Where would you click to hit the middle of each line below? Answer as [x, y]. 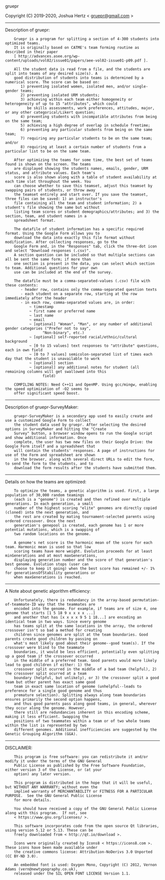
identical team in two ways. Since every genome [56, 622]
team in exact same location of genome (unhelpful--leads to [78, 686]
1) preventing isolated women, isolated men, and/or [76, 86]
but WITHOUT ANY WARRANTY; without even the [51, 787]
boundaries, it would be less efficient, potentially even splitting [87, 652]
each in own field [24, 350]
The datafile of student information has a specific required [79, 229]
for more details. [33, 800]
